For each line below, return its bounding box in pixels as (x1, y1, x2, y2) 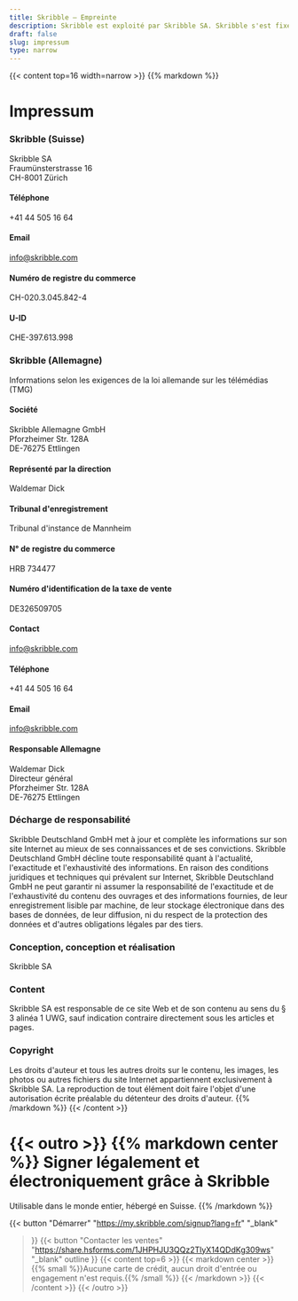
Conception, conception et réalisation (9, 941, 176, 953)
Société (9, 405, 38, 415)
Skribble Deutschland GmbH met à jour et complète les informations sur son (9, 833, 287, 844)
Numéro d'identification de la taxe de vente (9, 583, 172, 595)
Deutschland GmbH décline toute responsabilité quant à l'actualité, (9, 853, 254, 863)
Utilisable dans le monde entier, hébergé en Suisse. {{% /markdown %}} (9, 1200, 273, 1211)
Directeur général (9, 773, 74, 784)
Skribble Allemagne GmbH (9, 423, 106, 435)
